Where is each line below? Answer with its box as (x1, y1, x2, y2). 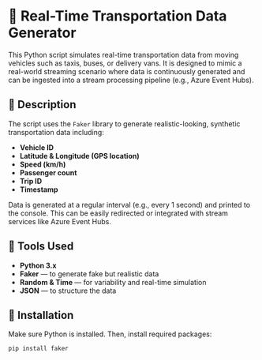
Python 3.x (19, 261, 57, 270)
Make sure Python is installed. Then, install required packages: (8, 329, 212, 339)
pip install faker (8, 345, 69, 353)
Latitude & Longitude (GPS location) (19, 151, 140, 160)
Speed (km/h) (19, 159, 66, 169)
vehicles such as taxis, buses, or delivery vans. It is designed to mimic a (8, 58, 242, 68)
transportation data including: (8, 127, 104, 137)
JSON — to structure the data (19, 286, 117, 295)
